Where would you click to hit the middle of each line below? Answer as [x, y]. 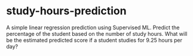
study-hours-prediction [66, 11]
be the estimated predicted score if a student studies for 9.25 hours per [94, 40]
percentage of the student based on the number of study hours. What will [97, 33]
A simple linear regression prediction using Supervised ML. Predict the [93, 27]
